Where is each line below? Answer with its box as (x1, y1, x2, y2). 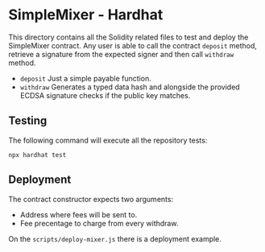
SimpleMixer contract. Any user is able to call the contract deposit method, (8, 40, 258, 50)
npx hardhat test (8, 151, 67, 159)
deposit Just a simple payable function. (19, 73, 151, 83)
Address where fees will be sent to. (19, 209, 138, 219)
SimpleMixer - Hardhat (8, 6, 164, 24)
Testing (8, 114, 48, 128)
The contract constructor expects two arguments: (8, 194, 174, 204)
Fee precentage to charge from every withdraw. (19, 218, 179, 228)
